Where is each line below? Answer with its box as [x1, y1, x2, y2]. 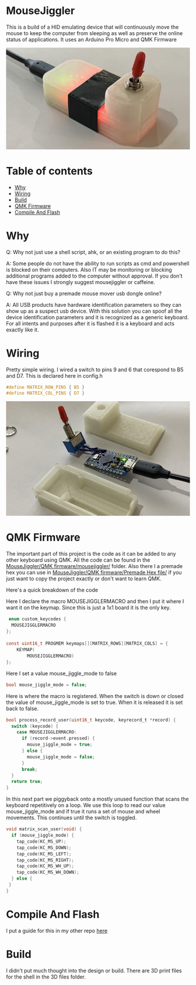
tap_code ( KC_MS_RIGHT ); [16, 857, 75, 863]
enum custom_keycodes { [8, 616, 66, 622]
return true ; [11, 779, 43, 785]
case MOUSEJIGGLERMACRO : [16, 729, 77, 736]
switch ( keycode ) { [11, 723, 59, 729]
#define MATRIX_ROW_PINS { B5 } [6, 384, 85, 390]
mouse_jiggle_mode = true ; [27, 742, 93, 748]
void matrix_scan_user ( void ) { [6, 826, 82, 832]
